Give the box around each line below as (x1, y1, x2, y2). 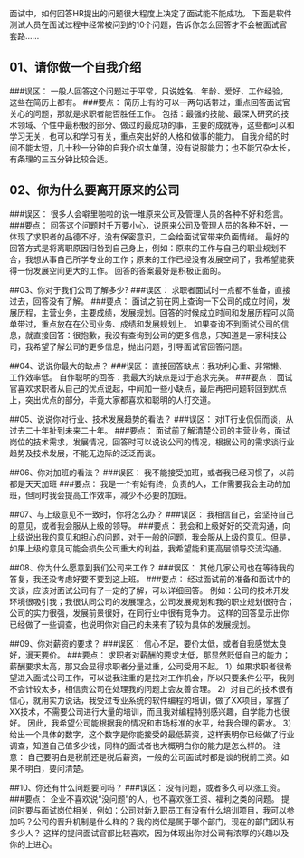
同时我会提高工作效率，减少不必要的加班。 (33, 489, 192, 501)
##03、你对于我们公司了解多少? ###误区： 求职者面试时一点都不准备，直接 (9, 284, 291, 295)
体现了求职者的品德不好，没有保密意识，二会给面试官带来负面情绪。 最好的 (9, 230, 290, 242)
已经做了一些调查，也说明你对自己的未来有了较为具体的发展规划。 (9, 619, 255, 629)
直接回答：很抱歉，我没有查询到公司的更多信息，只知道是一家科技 (33, 329, 279, 340)
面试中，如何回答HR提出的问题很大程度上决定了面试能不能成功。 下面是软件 (9, 8, 292, 18)
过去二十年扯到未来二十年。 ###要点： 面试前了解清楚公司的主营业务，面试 (9, 424, 291, 435)
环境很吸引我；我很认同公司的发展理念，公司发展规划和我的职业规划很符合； (9, 596, 295, 607)
